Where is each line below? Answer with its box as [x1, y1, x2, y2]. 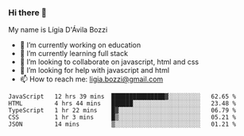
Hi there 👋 [8, 7, 48, 18]
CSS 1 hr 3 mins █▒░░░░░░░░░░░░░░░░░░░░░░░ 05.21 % [8, 114, 237, 122]
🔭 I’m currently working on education [19, 40, 141, 50]
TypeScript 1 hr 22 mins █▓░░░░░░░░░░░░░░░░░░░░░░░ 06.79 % [8, 107, 237, 115]
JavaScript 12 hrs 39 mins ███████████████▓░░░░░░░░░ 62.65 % [8, 93, 237, 101]
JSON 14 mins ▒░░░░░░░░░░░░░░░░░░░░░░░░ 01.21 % [8, 120, 237, 129]
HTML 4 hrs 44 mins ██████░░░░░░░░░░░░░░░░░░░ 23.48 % [8, 100, 237, 108]
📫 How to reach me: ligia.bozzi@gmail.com [19, 74, 164, 84]
